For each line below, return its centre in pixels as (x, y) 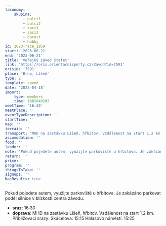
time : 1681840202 (32, 101)
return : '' (16, 156)
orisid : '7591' (21, 69)
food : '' (14, 143)
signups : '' (17, 175)
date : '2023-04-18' (25, 87)
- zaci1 (31, 28)
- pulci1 (32, 19)
